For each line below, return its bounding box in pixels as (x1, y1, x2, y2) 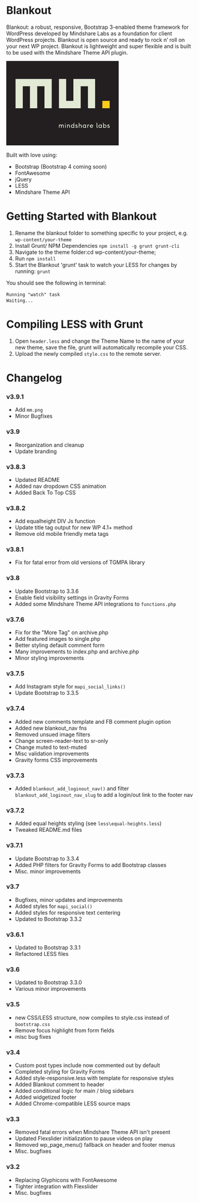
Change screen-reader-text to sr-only (14, 737, 108, 744)
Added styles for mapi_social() (14, 903, 93, 910)
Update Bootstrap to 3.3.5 (14, 690, 79, 697)
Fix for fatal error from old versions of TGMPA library (14, 559, 145, 566)
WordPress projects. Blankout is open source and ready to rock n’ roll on (6, 36, 185, 43)
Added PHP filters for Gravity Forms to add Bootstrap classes (14, 861, 167, 868)
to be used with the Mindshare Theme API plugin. (6, 49, 128, 56)
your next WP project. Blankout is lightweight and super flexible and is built (6, 43, 191, 50)
